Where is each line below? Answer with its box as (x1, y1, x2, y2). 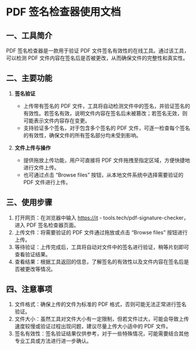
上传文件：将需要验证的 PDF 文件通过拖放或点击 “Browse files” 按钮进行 (14, 229, 188, 236)
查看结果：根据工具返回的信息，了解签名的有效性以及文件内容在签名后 (14, 258, 184, 265)
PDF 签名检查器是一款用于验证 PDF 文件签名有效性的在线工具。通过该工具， (6, 47, 190, 54)
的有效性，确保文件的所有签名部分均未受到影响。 (23, 131, 142, 138)
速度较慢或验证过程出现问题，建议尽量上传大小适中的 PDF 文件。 (14, 323, 171, 330)
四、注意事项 (6, 284, 53, 294)
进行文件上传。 (23, 164, 60, 171)
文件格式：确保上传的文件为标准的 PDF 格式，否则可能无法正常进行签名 (14, 301, 187, 308)
